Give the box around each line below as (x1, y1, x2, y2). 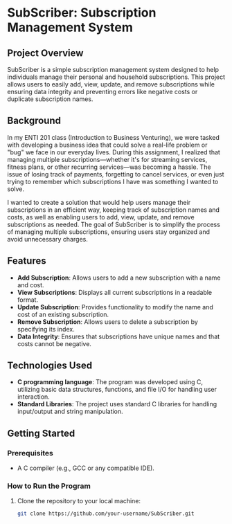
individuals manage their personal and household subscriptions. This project (7, 73, 226, 81)
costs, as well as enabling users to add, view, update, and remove (7, 213, 195, 221)
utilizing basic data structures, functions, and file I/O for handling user (17, 386, 217, 394)
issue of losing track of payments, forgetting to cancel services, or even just (7, 170, 224, 178)
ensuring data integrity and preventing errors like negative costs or (7, 88, 198, 96)
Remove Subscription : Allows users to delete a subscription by (17, 317, 199, 326)
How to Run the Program (7, 481, 91, 491)
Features (7, 255, 46, 267)
